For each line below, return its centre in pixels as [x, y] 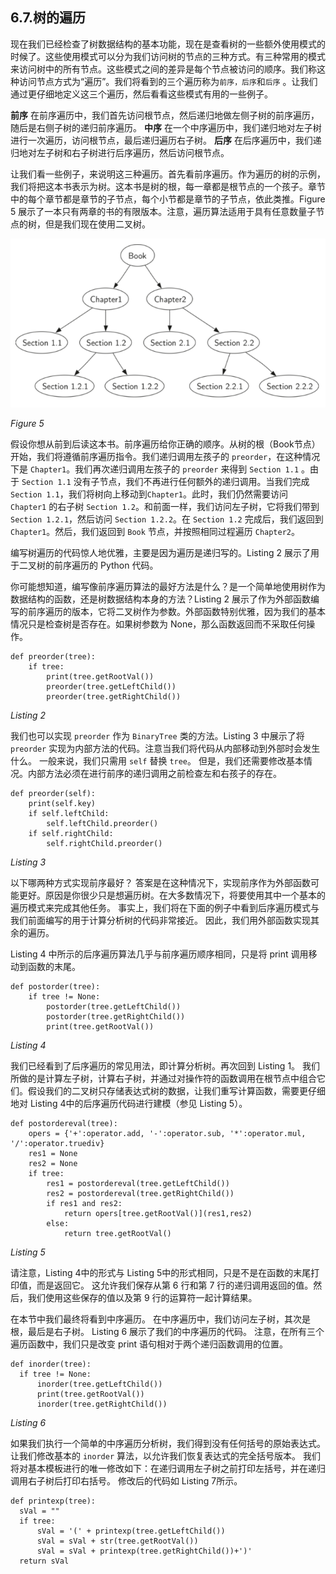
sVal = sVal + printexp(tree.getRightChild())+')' [144, 1551]
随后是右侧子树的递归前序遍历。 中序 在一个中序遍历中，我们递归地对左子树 [166, 127]
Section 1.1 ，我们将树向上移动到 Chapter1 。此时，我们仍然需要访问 [149, 494]
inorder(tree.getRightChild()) [102, 1404]
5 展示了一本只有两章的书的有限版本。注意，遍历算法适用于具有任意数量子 [163, 211]
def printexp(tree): [53, 1501]
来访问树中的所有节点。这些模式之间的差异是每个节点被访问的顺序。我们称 [163, 69]
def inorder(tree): [51, 1364]
